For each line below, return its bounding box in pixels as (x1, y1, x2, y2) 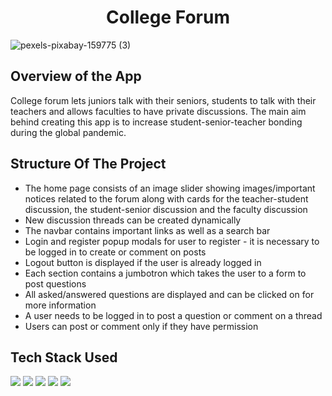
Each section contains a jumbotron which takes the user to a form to (24, 267, 307, 279)
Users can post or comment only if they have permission (24, 320, 259, 332)
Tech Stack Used (10, 349, 118, 366)
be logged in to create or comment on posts (24, 246, 207, 258)
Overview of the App (10, 68, 142, 85)
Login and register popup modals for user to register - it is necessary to (24, 235, 320, 247)
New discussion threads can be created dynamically (24, 214, 242, 226)
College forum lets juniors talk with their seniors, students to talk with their (10, 94, 317, 106)
